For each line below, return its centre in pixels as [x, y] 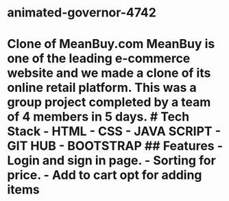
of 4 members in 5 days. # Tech [98, 117]
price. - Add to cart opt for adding [105, 175]
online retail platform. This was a [102, 88]
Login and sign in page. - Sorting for [111, 161]
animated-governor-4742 [82, 13]
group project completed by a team [109, 103]
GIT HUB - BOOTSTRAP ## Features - [115, 146]
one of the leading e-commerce [99, 59]
